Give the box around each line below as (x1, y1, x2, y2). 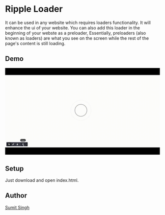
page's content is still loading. (5, 40, 66, 46)
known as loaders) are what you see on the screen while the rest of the (5, 35, 149, 41)
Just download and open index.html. (5, 177, 79, 183)
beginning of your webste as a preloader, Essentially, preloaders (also (5, 30, 146, 36)
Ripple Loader (5, 3, 63, 15)
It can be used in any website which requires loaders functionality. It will (5, 20, 151, 25)
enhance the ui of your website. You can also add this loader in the (5, 24, 140, 30)
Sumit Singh (5, 204, 29, 210)
